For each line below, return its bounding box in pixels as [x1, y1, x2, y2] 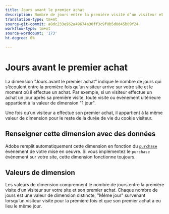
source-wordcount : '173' [5, 31, 58, 36]
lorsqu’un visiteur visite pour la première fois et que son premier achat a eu [5, 198, 161, 204]
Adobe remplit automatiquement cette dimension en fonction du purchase [5, 143, 157, 149]
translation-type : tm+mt [5, 17, 58, 22]
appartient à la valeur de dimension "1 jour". [5, 99, 96, 106]
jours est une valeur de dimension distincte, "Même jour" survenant [5, 192, 146, 198]
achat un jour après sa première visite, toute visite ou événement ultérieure [5, 94, 161, 100]
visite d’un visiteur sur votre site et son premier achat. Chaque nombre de [5, 187, 158, 193]
